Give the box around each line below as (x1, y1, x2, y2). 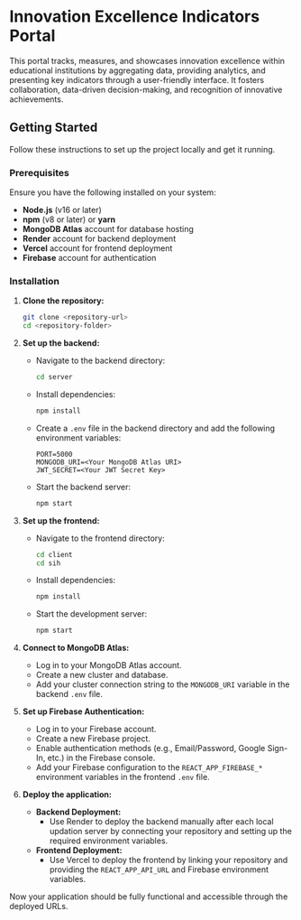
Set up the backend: (22, 338, 100, 348)
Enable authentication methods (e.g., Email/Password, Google (35, 743, 266, 754)
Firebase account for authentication (22, 253, 157, 264)
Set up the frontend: (22, 515, 100, 525)
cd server (35, 373, 74, 382)
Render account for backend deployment (22, 233, 177, 245)
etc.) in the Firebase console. (47, 752, 156, 764)
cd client (35, 550, 74, 559)
